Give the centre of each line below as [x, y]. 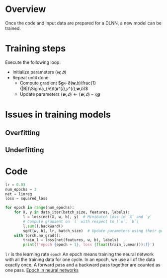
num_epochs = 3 [21, 189]
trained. [13, 28]
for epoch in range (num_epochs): [40, 208]
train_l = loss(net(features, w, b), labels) [71, 240]
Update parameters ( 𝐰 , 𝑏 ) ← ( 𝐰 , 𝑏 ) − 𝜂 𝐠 [60, 94]
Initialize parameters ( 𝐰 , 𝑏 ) [39, 72]
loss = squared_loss [27, 199]
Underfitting [25, 150]
